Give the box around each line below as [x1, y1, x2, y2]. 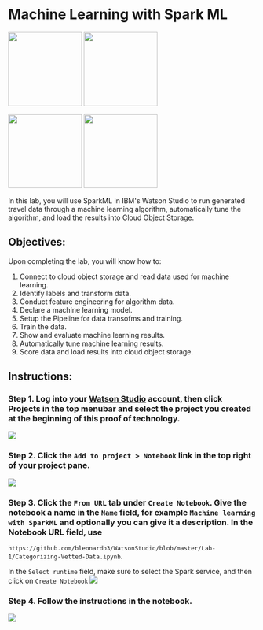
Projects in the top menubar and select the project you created [8, 403, 251, 414]
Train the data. [19, 321, 67, 332]
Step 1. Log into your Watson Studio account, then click [8, 394, 223, 405]
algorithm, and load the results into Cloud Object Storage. [8, 213, 195, 222]
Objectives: [8, 235, 66, 249]
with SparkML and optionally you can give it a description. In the [8, 517, 254, 528]
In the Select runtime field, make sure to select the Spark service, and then [8, 567, 253, 576]
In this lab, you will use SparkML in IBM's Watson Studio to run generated [8, 195, 246, 206]
